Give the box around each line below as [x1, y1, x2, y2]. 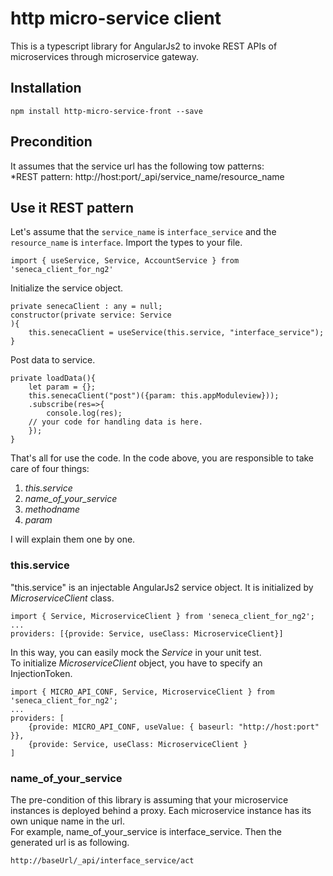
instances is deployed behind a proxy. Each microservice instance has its [10, 804, 312, 816]
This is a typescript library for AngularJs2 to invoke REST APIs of [10, 40, 278, 52]
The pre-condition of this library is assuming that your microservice [10, 793, 289, 806]
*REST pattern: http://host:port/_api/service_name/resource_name [10, 170, 285, 182]
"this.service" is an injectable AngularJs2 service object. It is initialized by [10, 581, 314, 593]
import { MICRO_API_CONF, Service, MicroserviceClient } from [10, 687, 275, 697]
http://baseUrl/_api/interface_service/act [10, 855, 195, 866]
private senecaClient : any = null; [10, 302, 163, 312]
